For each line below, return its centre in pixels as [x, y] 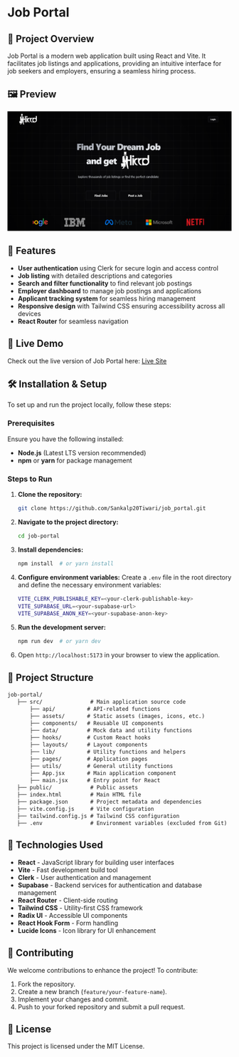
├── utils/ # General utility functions [101, 767]
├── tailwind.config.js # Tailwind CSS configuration [98, 816]
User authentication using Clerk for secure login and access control [118, 268]
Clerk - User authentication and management [84, 877]
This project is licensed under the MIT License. [76, 1046]
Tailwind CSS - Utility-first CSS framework [80, 908]
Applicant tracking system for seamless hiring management [107, 298]
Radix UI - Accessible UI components [73, 915]
